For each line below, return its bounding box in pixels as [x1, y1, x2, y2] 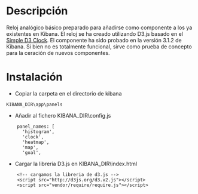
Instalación [6, 70, 63, 84]
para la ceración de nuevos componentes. [6, 49, 110, 56]
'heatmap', [22, 139, 50, 145]
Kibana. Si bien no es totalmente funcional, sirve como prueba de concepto [6, 43, 193, 50]
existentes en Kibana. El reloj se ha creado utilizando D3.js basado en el [6, 30, 184, 37]
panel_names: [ [17, 124, 55, 130]
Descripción [6, 4, 68, 18]
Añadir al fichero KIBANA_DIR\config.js [14, 112, 111, 119]
